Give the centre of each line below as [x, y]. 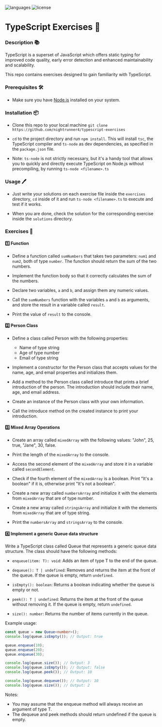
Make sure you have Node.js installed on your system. [66, 100]
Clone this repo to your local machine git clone [60, 125]
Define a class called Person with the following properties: [70, 338]
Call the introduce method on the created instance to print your [75, 411]
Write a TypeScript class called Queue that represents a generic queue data [81, 546]
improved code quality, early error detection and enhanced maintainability [79, 60]
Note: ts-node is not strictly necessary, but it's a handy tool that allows [82, 159]
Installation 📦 [22, 113]
